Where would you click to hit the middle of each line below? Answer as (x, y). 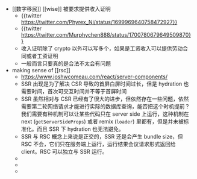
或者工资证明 (42, 56)
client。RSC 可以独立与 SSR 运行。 (64, 152)
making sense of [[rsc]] (41, 70)
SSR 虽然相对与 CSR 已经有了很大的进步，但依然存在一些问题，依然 (105, 99)
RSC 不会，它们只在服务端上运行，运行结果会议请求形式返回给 (98, 144)
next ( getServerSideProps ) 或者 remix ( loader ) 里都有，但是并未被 (102, 121)
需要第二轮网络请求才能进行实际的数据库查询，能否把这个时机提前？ (105, 106)
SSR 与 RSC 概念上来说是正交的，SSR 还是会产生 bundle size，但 (102, 137)
